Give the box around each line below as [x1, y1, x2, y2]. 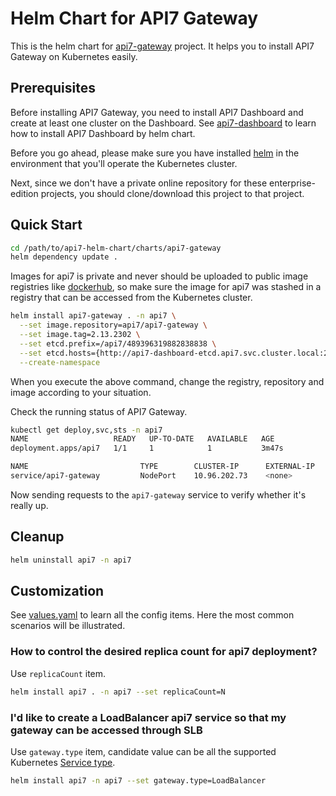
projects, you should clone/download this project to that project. [40, 187, 305, 199]
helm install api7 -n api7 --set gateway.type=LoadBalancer [10, 775, 267, 786]
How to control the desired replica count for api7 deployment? [10, 645, 318, 659]
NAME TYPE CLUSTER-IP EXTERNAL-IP [10, 462, 315, 472]
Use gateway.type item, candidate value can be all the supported [10, 745, 277, 757]
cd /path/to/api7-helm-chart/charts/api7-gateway [10, 243, 222, 253]
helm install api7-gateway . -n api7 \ [10, 311, 177, 321]
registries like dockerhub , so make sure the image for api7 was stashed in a [10, 281, 322, 293]
